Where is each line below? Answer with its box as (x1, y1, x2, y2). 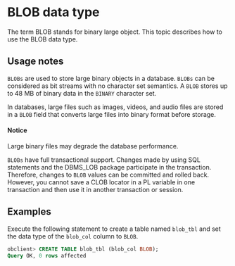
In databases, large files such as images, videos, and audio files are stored (7, 103, 224, 111)
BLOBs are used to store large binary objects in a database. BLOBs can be (7, 74, 215, 82)
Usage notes (7, 56, 64, 68)
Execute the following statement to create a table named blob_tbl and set (7, 224, 222, 233)
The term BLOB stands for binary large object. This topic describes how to (7, 27, 223, 36)
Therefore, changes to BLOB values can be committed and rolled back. (7, 170, 210, 179)
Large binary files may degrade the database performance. (7, 141, 179, 150)
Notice (7, 126, 27, 134)
